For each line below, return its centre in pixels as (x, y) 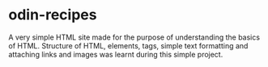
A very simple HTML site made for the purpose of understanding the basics (134, 37)
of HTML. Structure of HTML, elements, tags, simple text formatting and (128, 45)
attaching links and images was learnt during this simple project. (116, 54)
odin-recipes (53, 15)
